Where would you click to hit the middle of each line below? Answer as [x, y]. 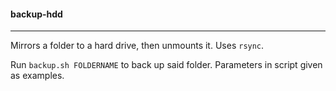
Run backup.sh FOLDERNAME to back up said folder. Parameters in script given [166, 65]
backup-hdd [36, 14]
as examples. [37, 76]
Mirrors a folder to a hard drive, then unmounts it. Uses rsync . [137, 46]
